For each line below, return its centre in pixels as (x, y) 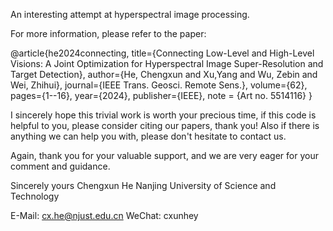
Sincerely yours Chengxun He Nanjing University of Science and (143, 185)
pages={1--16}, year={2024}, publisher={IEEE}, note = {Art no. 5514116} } (161, 95)
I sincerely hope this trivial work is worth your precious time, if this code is (163, 115)
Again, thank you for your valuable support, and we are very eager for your (164, 155)
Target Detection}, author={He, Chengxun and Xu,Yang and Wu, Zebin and (164, 74)
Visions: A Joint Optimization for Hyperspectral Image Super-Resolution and (167, 63)
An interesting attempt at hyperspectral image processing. (130, 14)
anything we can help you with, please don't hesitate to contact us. (148, 136)
